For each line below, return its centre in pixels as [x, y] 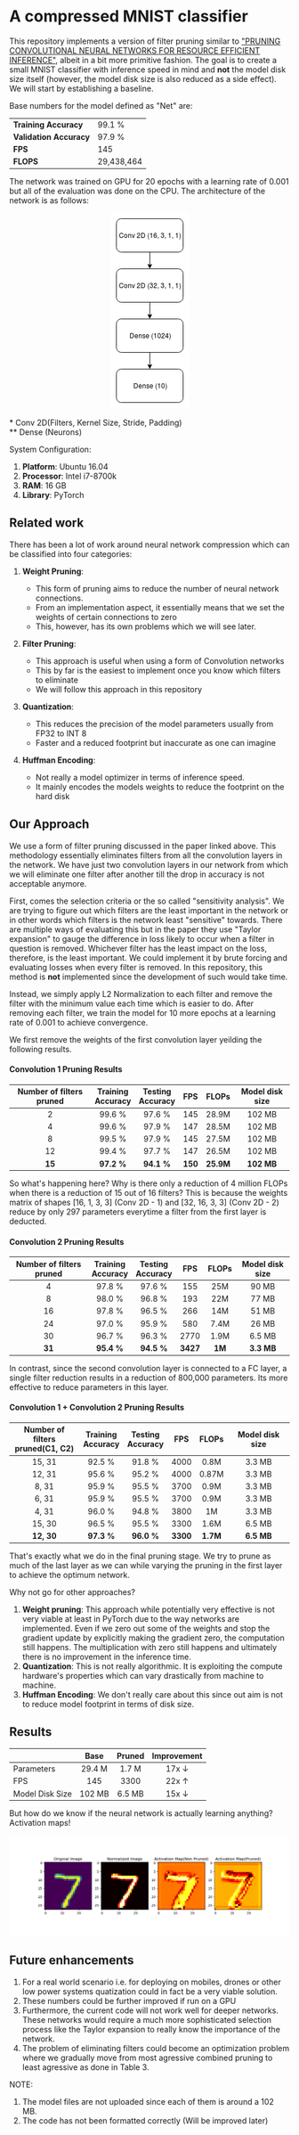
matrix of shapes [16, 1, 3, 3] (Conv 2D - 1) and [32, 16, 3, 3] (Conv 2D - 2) [145, 1202]
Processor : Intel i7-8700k [69, 476]
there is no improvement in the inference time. [106, 1656]
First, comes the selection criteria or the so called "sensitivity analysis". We [147, 901]
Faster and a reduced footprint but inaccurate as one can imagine [155, 742]
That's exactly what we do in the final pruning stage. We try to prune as [140, 1556]
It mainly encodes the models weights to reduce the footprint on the [160, 787]
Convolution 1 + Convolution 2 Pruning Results [97, 1407]
